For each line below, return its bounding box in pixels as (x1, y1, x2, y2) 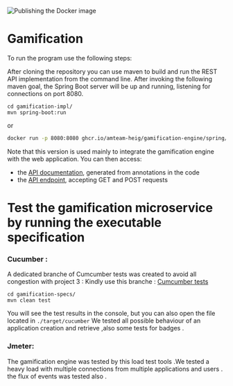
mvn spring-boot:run (7, 108, 67, 116)
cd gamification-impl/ (7, 103, 73, 110)
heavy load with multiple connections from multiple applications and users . (7, 364, 223, 373)
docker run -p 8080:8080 (7, 134, 79, 142)
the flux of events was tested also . (7, 372, 107, 380)
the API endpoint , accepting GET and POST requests (17, 175, 169, 184)
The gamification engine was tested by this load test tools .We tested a (7, 357, 209, 365)
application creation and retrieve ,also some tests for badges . (7, 324, 184, 332)
